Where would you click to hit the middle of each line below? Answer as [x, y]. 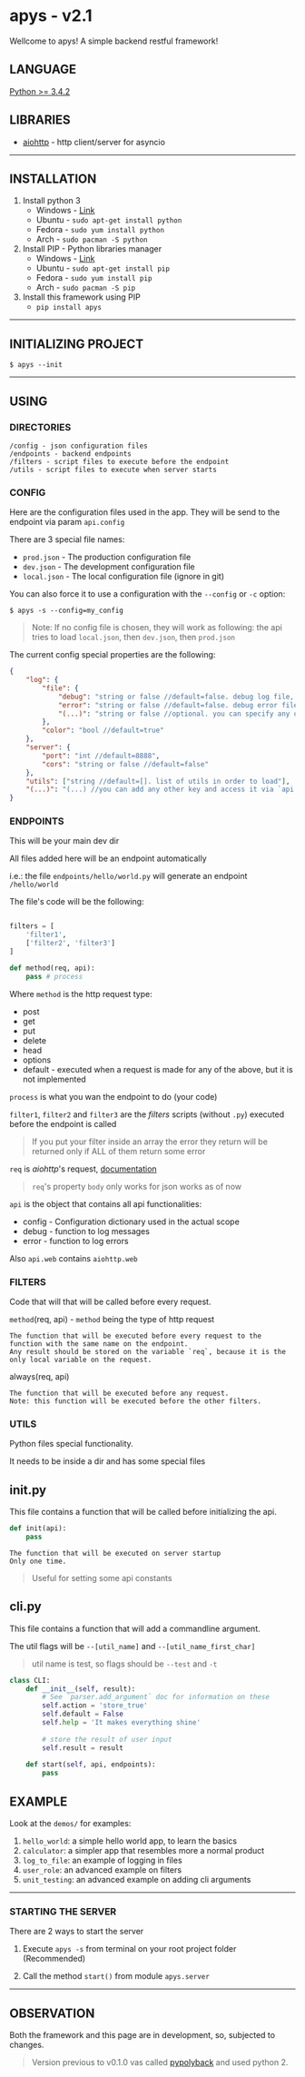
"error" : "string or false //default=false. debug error [168, 705]
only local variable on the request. [81, 1360]
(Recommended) [54, 1959]
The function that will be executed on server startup [115, 1553]
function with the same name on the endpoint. [99, 1344]
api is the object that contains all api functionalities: [106, 1203]
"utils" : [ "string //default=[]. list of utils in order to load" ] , [158, 781]
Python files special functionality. [71, 1444]
